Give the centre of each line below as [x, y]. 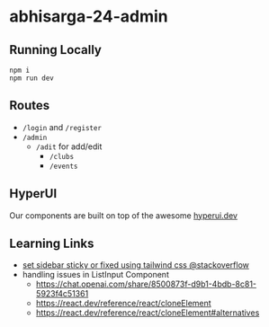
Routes [30, 106]
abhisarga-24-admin [89, 17]
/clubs [62, 156]
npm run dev [31, 78]
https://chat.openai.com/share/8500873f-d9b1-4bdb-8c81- [146, 284]
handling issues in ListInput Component [95, 275]
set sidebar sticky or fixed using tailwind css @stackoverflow [135, 265]
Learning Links [52, 244]
